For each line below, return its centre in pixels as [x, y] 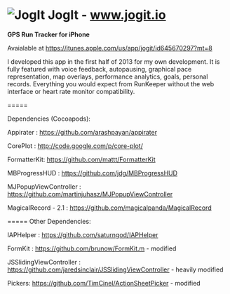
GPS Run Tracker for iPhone [48, 34]
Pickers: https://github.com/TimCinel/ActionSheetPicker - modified [104, 283]
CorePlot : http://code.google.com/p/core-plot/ [75, 146]
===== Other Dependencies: [49, 221]
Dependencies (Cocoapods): [49, 119]
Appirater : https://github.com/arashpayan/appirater [82, 132]
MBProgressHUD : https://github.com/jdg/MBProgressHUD [92, 173]
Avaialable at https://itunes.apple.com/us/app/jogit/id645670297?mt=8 [110, 48]
